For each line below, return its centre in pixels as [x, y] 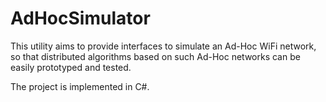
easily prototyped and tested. [71, 67]
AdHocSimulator [80, 18]
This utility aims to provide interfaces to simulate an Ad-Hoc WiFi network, [163, 46]
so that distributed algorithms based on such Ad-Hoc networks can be [155, 56]
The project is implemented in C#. [80, 86]
